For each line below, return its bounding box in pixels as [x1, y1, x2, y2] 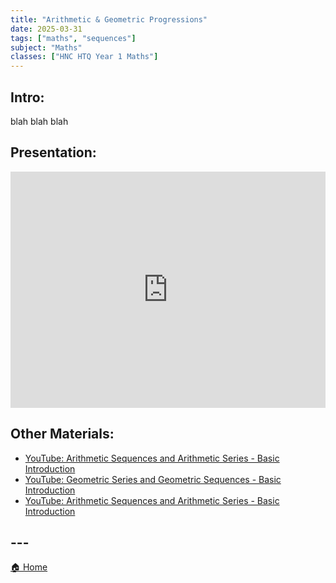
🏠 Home [10, 561, 48, 573]
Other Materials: [10, 426, 115, 443]
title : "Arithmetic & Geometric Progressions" [10, 14, 208, 25]
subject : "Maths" [10, 42, 83, 53]
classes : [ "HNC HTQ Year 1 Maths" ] [10, 52, 159, 62]
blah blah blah [10, 115, 69, 127]
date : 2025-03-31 [10, 24, 83, 34]
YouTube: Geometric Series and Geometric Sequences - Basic [24, 473, 282, 485]
